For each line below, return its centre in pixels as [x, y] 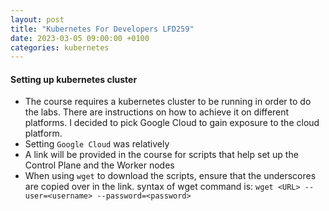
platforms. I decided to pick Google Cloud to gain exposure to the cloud [172, 123]
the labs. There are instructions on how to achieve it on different [157, 112]
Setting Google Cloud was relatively [97, 144]
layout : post [37, 19]
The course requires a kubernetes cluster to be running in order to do [168, 102]
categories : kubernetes [60, 47]
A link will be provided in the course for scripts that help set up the [161, 155]
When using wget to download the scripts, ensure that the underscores [170, 176]
